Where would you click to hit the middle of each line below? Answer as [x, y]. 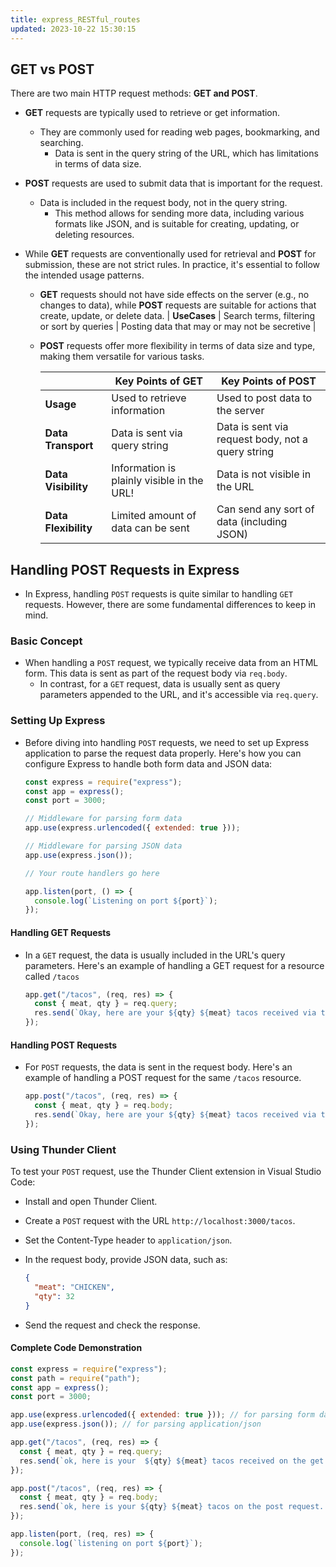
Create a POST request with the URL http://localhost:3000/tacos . [160, 1221]
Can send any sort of [265, 509]
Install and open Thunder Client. [91, 1202]
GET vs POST [52, 69]
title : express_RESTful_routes [75, 19]
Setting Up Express [58, 721]
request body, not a [262, 439]
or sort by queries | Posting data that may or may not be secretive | [178, 327]
